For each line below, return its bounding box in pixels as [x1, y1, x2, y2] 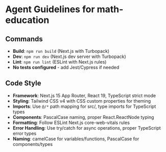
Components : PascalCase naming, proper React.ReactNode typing [12, 114, 154, 120]
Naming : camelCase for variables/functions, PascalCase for [12, 136, 139, 142]
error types [12, 130, 37, 136]
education [5, 14, 50, 26]
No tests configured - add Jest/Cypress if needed [12, 65, 120, 70]
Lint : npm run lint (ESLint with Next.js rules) [12, 59, 107, 65]
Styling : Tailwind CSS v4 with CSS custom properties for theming [12, 98, 151, 104]
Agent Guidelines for [5, 4, 96, 15]
